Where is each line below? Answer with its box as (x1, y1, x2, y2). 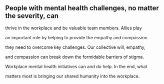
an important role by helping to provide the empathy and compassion (5, 34, 147, 40)
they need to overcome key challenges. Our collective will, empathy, (5, 44, 146, 50)
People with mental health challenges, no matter (5, 4, 159, 12)
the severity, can (5, 12, 59, 20)
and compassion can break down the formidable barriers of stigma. (5, 54, 144, 60)
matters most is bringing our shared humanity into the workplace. (5, 73, 140, 79)
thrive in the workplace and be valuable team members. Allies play (5, 25, 142, 31)
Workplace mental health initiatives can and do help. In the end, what (5, 63, 147, 69)
